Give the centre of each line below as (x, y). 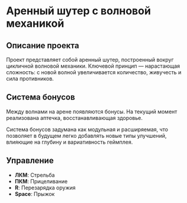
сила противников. (30, 79)
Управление (30, 161)
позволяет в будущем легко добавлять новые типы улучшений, (86, 135)
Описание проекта (43, 45)
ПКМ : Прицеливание (41, 181)
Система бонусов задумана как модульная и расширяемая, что (87, 129)
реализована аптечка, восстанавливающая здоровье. (75, 118)
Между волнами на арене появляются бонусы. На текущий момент (92, 112)
